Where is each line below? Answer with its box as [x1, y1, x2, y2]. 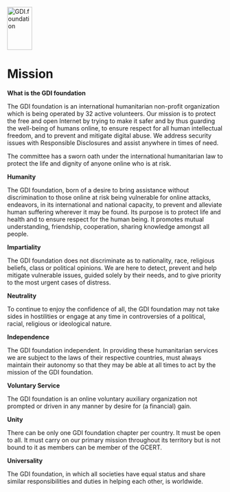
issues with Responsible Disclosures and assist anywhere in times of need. [7, 138, 219, 147]
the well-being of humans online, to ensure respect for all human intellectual [7, 124, 223, 132]
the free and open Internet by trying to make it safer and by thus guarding [7, 117, 216, 125]
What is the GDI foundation [7, 89, 86, 97]
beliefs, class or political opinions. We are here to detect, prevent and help [7, 263, 218, 271]
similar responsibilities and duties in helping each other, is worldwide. [7, 477, 204, 485]
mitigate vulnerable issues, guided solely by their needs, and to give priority [7, 271, 222, 279]
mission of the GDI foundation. [7, 368, 93, 376]
